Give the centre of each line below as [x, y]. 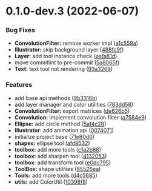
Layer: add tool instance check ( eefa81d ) [66, 56]
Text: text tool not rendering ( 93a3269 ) [64, 69]
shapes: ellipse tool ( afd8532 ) [52, 143]
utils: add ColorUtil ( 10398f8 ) [51, 182]
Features [19, 85]
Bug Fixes [21, 30]
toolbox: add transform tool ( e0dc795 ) [63, 163]
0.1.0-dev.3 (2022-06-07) [72, 11]
